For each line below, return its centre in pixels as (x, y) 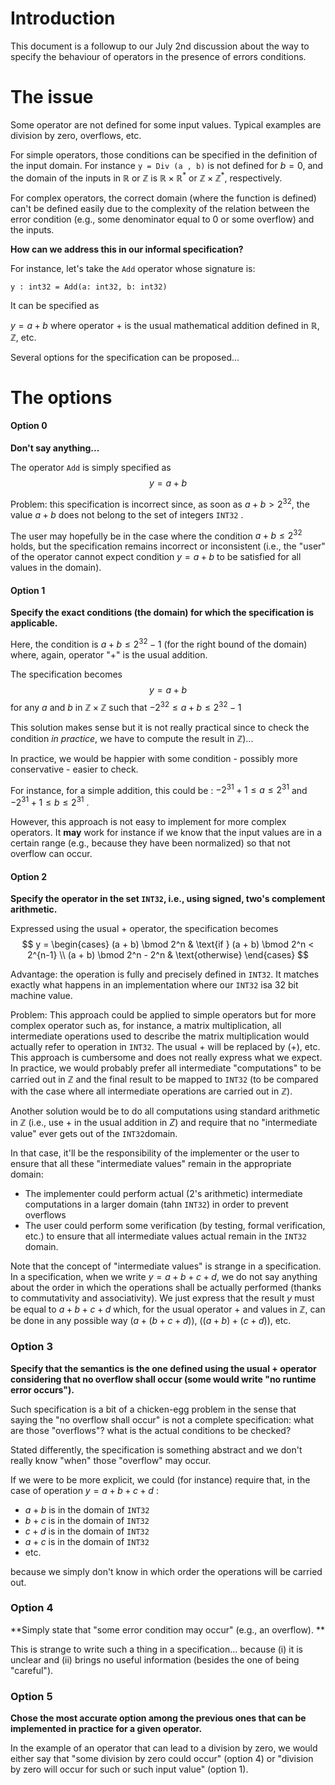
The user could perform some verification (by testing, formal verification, (175, 1226)
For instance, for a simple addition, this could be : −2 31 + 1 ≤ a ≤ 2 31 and (159, 789)
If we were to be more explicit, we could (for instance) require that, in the (160, 1479)
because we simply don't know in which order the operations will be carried (166, 1571)
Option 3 (31, 1347)
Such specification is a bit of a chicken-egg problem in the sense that (153, 1409)
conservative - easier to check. (74, 769)
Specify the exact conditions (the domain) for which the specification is (162, 613)
